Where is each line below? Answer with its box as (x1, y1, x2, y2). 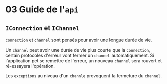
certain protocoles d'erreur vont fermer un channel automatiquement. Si (5, 52, 154, 58)
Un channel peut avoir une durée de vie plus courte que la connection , (5, 47, 150, 53)
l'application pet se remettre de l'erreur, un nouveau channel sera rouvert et (5, 58, 162, 64)
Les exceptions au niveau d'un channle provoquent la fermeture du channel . (5, 73, 162, 79)
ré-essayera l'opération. (5, 63, 55, 69)
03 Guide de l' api (5, 4, 79, 15)
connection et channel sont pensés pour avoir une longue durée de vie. (5, 37, 152, 43)
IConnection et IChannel (5, 24, 80, 32)
